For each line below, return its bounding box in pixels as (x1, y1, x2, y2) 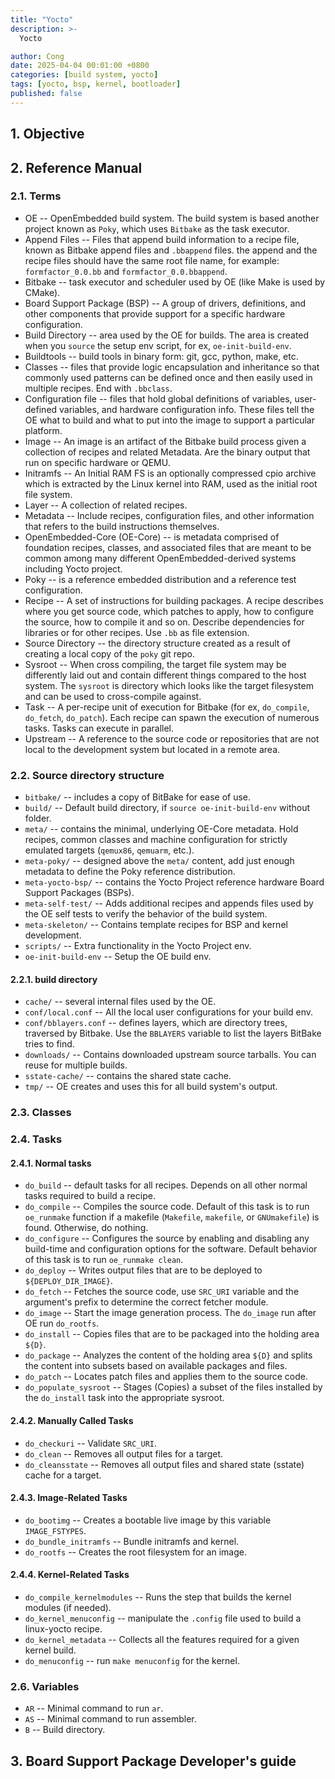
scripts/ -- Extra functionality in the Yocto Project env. (24, 940, 252, 952)
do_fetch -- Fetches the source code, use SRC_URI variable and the (24, 1286, 300, 1298)
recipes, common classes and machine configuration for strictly (24, 834, 288, 846)
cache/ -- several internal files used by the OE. (24, 996, 217, 1008)
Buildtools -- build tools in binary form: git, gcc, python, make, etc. (24, 350, 299, 362)
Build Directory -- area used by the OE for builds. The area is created (24, 329, 310, 341)
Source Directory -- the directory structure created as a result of (24, 637, 291, 649)
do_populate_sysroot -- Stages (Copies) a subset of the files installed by (24, 1381, 323, 1393)
